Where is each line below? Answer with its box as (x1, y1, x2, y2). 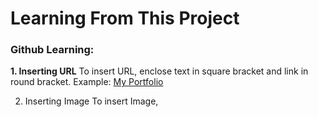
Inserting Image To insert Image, (24, 95, 159, 107)
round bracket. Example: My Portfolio (10, 76, 164, 88)
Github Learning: (10, 43, 95, 57)
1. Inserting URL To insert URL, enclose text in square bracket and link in (10, 65, 309, 77)
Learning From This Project (10, 7, 240, 30)
